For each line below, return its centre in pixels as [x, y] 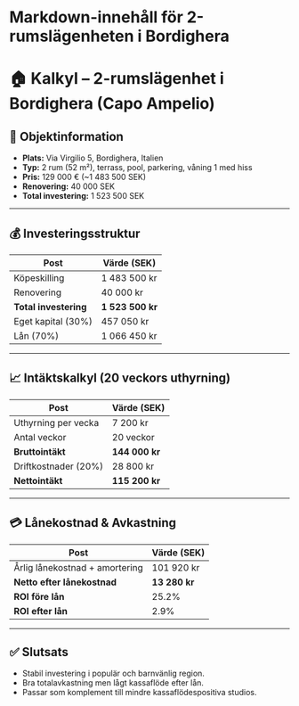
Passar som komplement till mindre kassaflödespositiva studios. [139, 693]
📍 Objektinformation [67, 136]
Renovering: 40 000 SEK [69, 186]
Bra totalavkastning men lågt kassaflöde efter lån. [113, 683]
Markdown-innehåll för [97, 17]
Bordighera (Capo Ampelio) [112, 104]
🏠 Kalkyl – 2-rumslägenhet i [117, 79]
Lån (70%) [36, 336]
